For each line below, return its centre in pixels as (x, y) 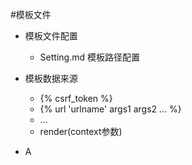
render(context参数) (81, 131)
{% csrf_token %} (76, 98)
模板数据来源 (51, 78)
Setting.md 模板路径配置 (89, 57)
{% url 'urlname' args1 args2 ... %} (110, 109)
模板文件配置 (51, 36)
